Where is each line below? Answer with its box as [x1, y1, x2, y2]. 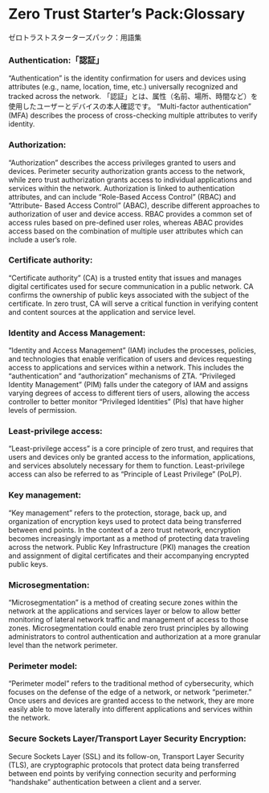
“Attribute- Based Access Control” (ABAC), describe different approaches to [8, 200, 260, 210]
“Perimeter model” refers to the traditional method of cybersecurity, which [8, 679, 255, 688]
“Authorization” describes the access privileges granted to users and [8, 158, 236, 167]
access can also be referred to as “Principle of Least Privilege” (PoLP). [8, 469, 243, 479]
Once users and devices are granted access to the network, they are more [8, 696, 255, 705]
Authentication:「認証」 [8, 54, 104, 65]
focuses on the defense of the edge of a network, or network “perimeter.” [8, 688, 252, 697]
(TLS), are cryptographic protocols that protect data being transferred [8, 760, 239, 770]
